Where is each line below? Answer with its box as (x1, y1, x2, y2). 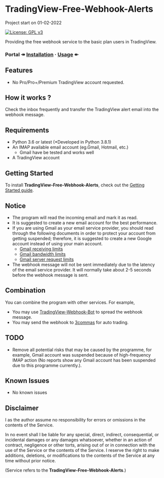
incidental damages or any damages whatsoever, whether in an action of (5, 437, 152, 443)
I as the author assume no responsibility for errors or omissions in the (5, 417, 146, 423)
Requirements (5, 126, 49, 134)
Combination (5, 286, 46, 295)
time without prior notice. (5, 458, 56, 464)
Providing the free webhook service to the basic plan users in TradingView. (5, 38, 157, 45)
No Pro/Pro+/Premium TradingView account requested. (12, 79, 124, 85)
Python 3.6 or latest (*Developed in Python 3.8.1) (12, 139, 111, 145)
